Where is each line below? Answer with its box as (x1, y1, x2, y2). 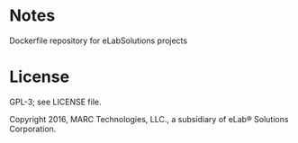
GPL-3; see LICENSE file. (9, 96, 102, 107)
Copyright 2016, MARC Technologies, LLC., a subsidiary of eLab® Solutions (9, 113, 289, 124)
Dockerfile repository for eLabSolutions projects (9, 35, 187, 46)
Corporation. (9, 123, 57, 134)
